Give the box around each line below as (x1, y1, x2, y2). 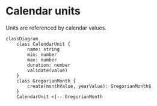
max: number (27, 57, 58, 63)
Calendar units (5, 4, 81, 18)
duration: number (27, 62, 70, 68)
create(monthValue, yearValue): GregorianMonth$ (27, 83, 152, 89)
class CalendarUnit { (16, 41, 70, 47)
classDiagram (5, 36, 38, 42)
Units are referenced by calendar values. (5, 24, 106, 31)
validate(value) (27, 67, 68, 73)
